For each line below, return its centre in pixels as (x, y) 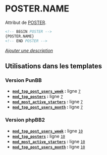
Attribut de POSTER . (26, 22)
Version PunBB (24, 80)
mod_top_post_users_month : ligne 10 (49, 147)
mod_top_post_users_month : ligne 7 (48, 107)
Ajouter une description (29, 50)
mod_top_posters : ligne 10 (39, 136)
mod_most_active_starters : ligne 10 (49, 141)
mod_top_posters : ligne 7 (38, 96)
